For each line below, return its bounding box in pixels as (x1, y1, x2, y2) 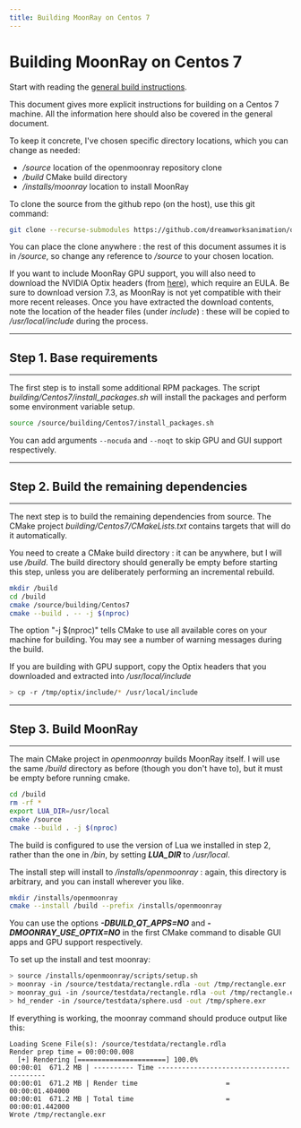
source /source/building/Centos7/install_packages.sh (9, 418, 215, 428)
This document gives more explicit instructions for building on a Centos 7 (9, 99, 279, 109)
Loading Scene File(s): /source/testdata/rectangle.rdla (9, 1039, 227, 1048)
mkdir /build (9, 583, 58, 592)
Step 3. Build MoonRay (9, 721, 139, 736)
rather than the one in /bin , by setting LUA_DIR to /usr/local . (9, 848, 230, 860)
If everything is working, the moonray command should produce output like (9, 1012, 288, 1023)
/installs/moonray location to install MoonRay (21, 181, 190, 192)
